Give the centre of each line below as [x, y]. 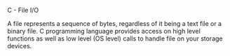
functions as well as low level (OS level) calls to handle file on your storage [115, 38]
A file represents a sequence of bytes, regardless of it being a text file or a [115, 23]
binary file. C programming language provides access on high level [104, 31]
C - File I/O [23, 10]
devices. [20, 46]
